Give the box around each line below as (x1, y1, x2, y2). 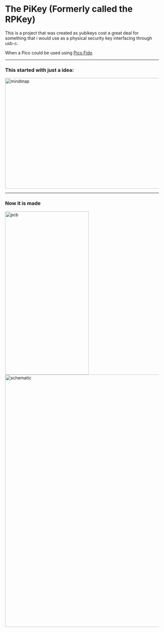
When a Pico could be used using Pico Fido (5, 50, 93, 56)
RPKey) (5, 14, 36, 25)
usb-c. (5, 40, 19, 46)
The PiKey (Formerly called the (5, 3, 133, 15)
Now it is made (5, 200, 41, 207)
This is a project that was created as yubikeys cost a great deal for (5, 30, 139, 36)
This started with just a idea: (5, 66, 74, 73)
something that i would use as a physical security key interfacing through (5, 35, 152, 41)
